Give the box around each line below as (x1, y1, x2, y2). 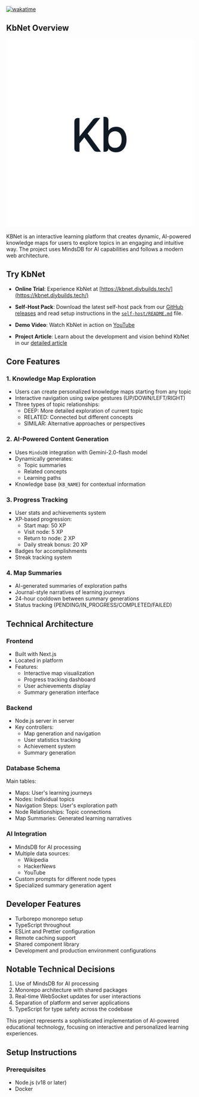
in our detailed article (14, 339, 68, 346)
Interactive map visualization (23, 669, 94, 677)
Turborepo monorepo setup (14, 915, 84, 922)
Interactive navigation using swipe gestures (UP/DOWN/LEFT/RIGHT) (14, 395, 186, 402)
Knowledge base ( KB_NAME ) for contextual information (14, 480, 146, 488)
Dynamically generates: (14, 455, 74, 462)
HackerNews (23, 862, 56, 870)
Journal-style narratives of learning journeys (14, 588, 125, 596)
